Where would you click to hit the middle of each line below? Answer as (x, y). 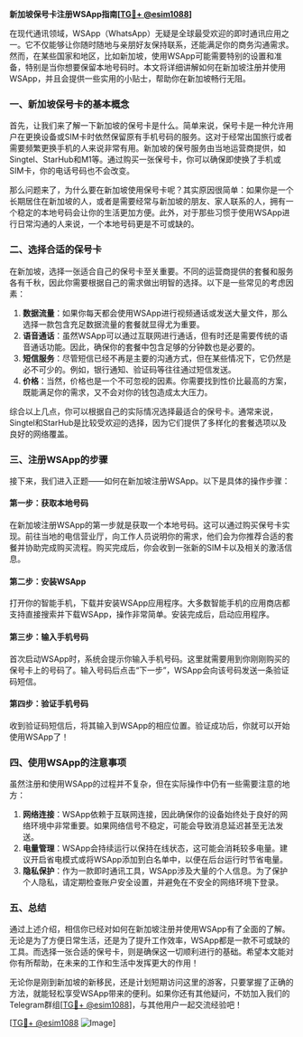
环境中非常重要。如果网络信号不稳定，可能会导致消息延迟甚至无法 (153, 825)
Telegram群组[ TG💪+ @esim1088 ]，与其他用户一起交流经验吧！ (126, 1005)
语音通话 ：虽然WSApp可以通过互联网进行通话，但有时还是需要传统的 (151, 335)
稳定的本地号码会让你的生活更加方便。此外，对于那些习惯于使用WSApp (149, 212)
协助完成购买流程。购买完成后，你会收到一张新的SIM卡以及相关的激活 (155, 548)
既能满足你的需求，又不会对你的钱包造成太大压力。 (117, 391)
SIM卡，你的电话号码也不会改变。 (72, 171)
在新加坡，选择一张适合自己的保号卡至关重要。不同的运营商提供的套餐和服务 (151, 271)
